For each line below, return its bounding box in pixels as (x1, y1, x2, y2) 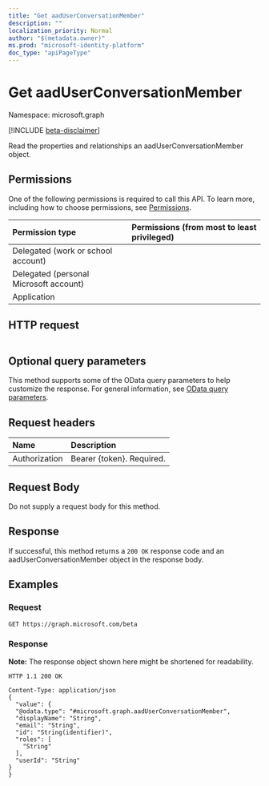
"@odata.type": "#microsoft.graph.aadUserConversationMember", (15, 707, 231, 715)
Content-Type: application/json (8, 686, 116, 694)
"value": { (15, 700, 52, 708)
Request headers (8, 416, 96, 429)
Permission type (12, 226, 77, 237)
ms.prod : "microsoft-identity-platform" (8, 42, 146, 50)
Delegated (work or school (12, 245, 113, 256)
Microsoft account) (12, 278, 85, 289)
